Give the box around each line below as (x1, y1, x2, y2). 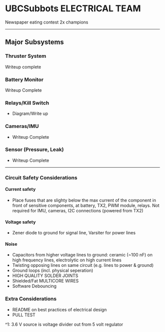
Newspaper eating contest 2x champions (5, 19, 88, 25)
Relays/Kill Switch (5, 99, 50, 106)
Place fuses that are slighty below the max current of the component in (12, 197, 156, 203)
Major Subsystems (5, 38, 64, 47)
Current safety (5, 186, 36, 192)
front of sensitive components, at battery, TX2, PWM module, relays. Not (12, 202, 160, 208)
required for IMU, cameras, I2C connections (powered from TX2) (12, 207, 144, 213)
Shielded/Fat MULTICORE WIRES (12, 278, 79, 284)
